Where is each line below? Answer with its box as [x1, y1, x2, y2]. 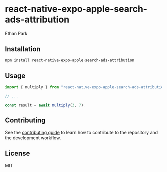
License [5, 149, 30, 158]
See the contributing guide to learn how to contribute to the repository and [5, 129, 158, 135]
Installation [5, 45, 41, 53]
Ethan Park [5, 30, 28, 36]
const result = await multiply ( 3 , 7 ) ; [5, 103, 85, 108]
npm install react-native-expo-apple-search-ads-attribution [5, 58, 135, 63]
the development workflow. [5, 135, 61, 141]
